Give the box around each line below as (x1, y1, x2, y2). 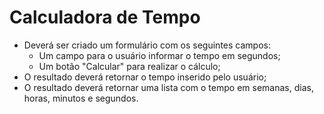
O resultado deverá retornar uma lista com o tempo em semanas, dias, (23, 81, 314, 93)
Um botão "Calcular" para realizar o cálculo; (38, 60, 221, 72)
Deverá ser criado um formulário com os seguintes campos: (23, 39, 271, 51)
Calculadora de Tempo (9, 6, 201, 29)
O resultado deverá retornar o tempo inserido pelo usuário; (23, 71, 267, 83)
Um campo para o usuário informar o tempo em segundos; (38, 49, 281, 61)
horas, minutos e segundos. (23, 92, 139, 104)
